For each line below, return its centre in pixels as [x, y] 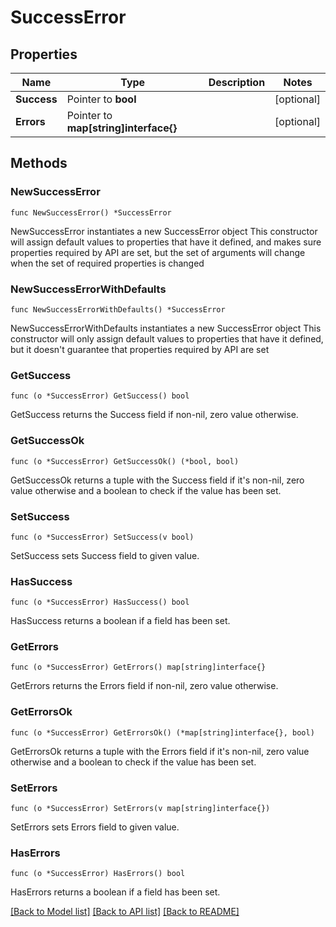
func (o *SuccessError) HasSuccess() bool [100, 602]
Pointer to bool [101, 99]
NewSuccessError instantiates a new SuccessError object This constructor [164, 231]
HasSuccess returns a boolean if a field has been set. [120, 621]
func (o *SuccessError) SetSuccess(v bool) [102, 537]
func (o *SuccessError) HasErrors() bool [98, 874]
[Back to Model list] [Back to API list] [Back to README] [125, 912]
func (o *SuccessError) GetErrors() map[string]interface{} [138, 667]
